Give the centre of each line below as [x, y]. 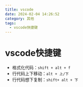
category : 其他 [20, 18]
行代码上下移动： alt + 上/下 [40, 74]
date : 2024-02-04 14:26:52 [32, 14]
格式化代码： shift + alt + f [41, 68]
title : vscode [19, 9]
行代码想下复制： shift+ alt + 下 [45, 80]
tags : [10, 23]
